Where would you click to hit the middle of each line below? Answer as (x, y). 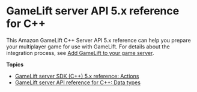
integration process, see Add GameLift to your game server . (80, 53)
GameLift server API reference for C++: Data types (78, 82)
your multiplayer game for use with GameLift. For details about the (88, 47)
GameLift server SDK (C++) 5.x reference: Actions (77, 76)
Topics (15, 65)
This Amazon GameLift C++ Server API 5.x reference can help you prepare (98, 40)
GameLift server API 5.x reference (93, 11)
